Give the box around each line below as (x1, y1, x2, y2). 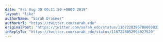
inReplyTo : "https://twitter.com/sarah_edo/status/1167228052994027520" (5, 29, 155, 34)
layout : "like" (5, 12, 36, 16)
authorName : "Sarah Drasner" (5, 16, 64, 21)
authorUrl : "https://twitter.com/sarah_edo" (5, 20, 97, 26)
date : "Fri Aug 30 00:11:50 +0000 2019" (5, 7, 88, 12)
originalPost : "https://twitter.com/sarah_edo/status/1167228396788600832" (5, 25, 162, 30)
